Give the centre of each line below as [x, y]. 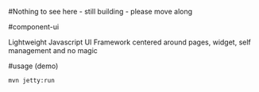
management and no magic [53, 50]
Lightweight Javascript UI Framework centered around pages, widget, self [130, 42]
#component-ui [34, 27]
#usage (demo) [33, 66]
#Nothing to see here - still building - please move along [101, 11]
